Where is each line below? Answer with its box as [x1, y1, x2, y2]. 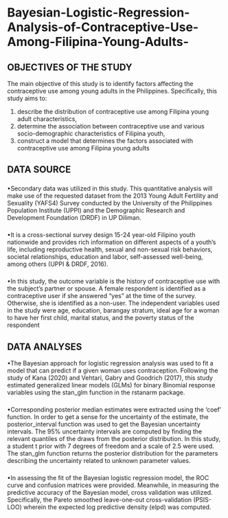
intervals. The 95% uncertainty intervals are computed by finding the [7, 427, 203, 436]
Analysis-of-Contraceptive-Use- [7, 19, 199, 35]
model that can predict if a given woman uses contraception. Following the [7, 366, 218, 374]
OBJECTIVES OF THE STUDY [7, 61, 133, 73]
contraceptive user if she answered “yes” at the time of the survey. [7, 292, 197, 300]
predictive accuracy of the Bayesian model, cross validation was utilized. [7, 488, 213, 496]
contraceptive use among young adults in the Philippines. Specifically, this [7, 87, 218, 95]
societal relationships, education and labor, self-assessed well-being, [7, 253, 204, 261]
